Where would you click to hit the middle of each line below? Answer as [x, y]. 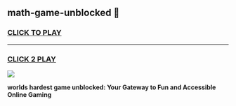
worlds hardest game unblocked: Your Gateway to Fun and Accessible [112, 87]
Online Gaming [29, 94]
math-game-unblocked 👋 [64, 13]
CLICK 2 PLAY [32, 59]
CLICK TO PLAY [34, 33]
